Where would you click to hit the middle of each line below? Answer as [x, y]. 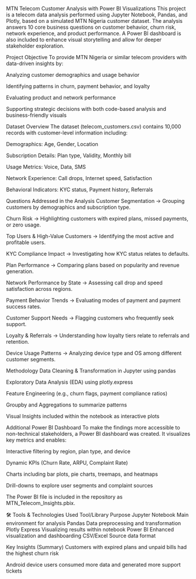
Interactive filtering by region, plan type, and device [68, 451]
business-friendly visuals [37, 115]
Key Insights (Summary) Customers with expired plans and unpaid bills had [97, 547]
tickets [14, 571]
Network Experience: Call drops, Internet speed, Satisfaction [79, 178]
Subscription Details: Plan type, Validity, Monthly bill [69, 155]
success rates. [24, 307]
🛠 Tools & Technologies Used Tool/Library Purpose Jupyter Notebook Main [97, 515]
